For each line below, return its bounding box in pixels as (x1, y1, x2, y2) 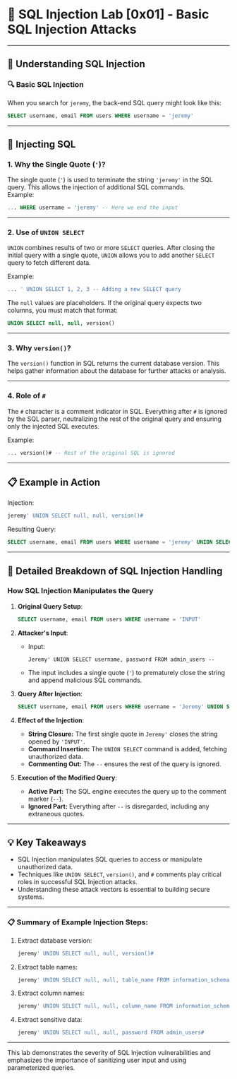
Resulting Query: (7, 525, 56, 534)
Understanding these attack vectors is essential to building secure (17, 886, 210, 894)
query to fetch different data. (7, 258, 92, 267)
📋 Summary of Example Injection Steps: (7, 917, 148, 927)
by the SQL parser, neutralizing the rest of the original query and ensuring (7, 415, 222, 423)
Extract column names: (17, 989, 85, 998)
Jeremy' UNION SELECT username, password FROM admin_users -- (28, 656, 215, 663)
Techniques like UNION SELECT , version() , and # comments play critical (17, 870, 222, 878)
